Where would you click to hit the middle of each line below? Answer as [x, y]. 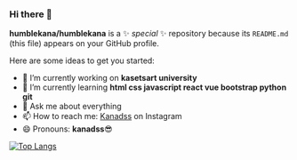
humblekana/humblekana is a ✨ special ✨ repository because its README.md [149, 34]
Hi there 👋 [31, 14]
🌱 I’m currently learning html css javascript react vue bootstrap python [154, 87]
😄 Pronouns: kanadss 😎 [67, 129]
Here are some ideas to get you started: [82, 60]
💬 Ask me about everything [72, 107]
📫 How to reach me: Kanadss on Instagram [102, 116]
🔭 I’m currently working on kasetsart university [109, 78]
